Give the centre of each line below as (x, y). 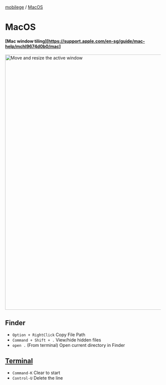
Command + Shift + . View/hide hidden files (57, 340)
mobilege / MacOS (24, 7)
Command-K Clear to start (36, 373)
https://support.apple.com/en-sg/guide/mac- (97, 41)
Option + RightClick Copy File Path (49, 335)
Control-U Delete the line (38, 378)
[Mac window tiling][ (27, 41)
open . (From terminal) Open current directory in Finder (68, 345)
